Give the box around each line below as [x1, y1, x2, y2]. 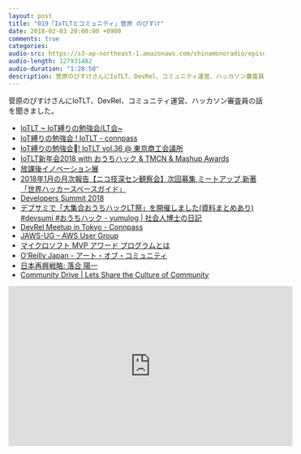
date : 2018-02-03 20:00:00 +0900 [8, 27, 122, 35]
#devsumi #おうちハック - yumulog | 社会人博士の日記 [19, 213, 203, 223]
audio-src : [8, 50, 45, 58]
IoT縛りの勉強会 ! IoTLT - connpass [19, 133, 138, 143]
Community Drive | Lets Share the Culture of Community [19, 270, 209, 279]
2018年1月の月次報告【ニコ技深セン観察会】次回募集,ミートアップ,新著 [19, 174, 257, 184]
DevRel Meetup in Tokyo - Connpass [19, 222, 144, 231]
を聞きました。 [8, 106, 58, 115]
